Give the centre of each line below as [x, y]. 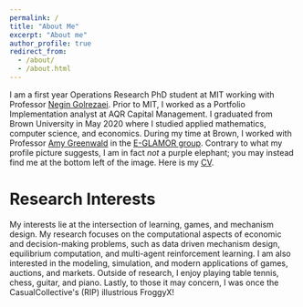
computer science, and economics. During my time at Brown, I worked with [151, 133]
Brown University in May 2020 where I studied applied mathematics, [138, 123]
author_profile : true [51, 43]
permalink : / [34, 18]
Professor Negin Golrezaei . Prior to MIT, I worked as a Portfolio [128, 104]
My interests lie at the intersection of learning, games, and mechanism [141, 224]
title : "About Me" [44, 26]
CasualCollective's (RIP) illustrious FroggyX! [92, 292]
